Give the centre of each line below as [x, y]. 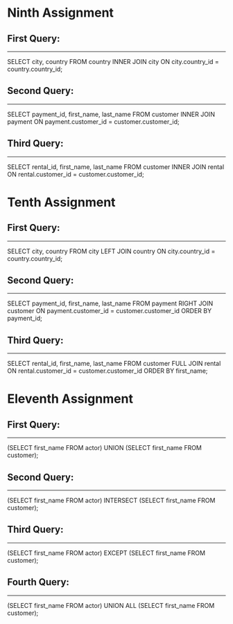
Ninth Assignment [61, 13]
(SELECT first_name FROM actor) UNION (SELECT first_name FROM [105, 448]
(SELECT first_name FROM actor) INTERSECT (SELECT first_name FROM [111, 501]
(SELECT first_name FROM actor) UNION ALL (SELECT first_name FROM [111, 605]
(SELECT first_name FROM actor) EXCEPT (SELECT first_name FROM [106, 553]
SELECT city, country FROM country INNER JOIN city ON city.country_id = [113, 62]
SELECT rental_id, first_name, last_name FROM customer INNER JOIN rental [116, 167]
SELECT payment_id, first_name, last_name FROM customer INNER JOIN [111, 114]
